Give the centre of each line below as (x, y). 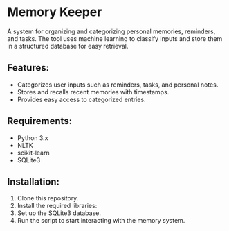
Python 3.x (33, 138)
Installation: (34, 181)
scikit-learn (33, 153)
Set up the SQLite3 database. (59, 213)
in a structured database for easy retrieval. (68, 46)
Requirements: (40, 121)
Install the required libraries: (57, 206)
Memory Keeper (55, 12)
